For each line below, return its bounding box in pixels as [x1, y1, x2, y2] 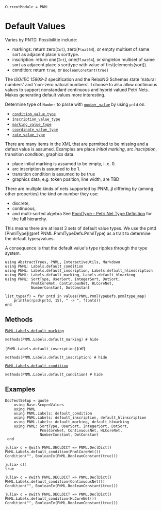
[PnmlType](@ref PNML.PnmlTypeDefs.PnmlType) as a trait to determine [5, 230, 151, 236]
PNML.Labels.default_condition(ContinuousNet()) [5, 479, 105, 484]
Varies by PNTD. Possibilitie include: [5, 37, 78, 42]
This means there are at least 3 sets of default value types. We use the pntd [5, 225, 157, 231]
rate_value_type [12, 132, 45, 137]
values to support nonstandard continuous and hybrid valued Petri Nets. [5, 87, 149, 93]
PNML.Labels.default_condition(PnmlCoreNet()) [5, 449, 101, 454]
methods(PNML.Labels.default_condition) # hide [5, 372, 103, 377]
